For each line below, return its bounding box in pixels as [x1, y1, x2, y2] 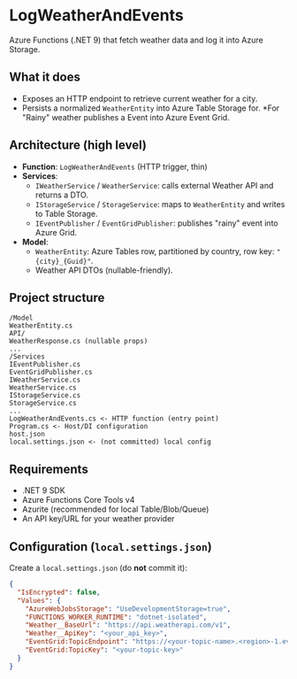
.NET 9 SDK [21, 485, 65, 496]
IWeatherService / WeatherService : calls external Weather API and [34, 180, 274, 190]
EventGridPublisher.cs [9, 368, 93, 377]
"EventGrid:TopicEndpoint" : [25, 637, 128, 646]
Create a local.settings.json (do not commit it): [9, 563, 187, 573]
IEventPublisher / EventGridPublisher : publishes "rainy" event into [34, 218, 278, 228]
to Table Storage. [34, 208, 99, 219]
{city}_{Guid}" [34, 257, 91, 266]
